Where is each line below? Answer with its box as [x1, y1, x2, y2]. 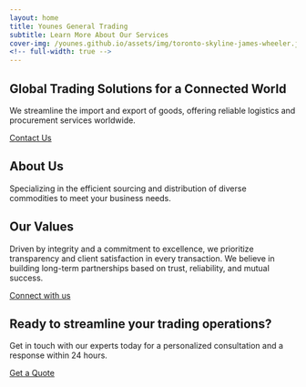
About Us [9, 158, 64, 174]
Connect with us [9, 290, 71, 300]
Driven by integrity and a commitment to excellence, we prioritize [9, 243, 254, 254]
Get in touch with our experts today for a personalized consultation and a [9, 341, 284, 351]
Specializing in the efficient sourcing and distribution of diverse [9, 183, 248, 194]
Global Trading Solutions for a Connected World [9, 81, 287, 97]
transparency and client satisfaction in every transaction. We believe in [9, 252, 275, 264]
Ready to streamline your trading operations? [9, 316, 272, 331]
